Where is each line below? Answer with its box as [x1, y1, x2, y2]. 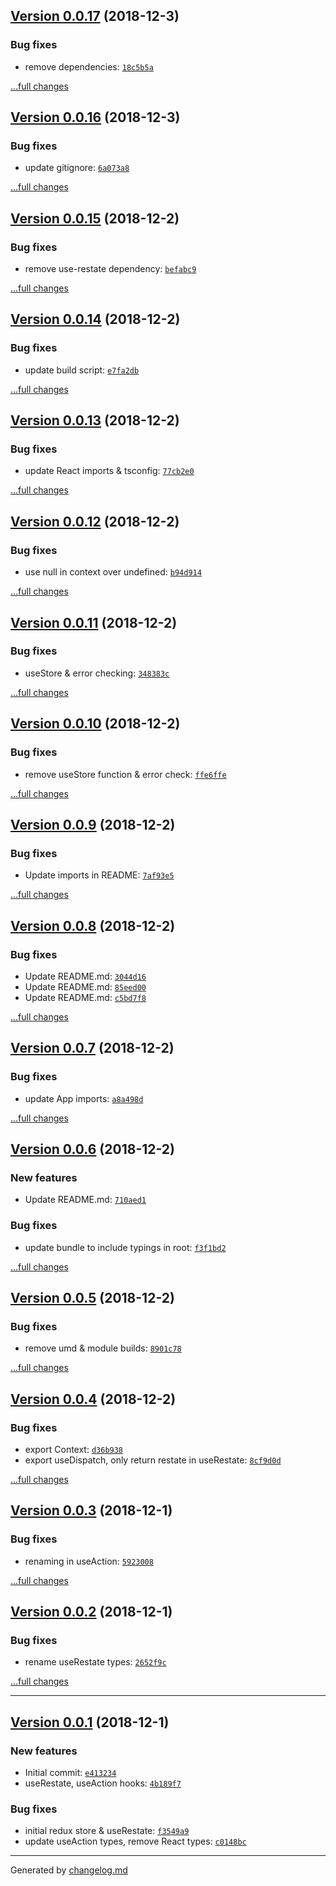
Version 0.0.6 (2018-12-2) [10, 1140, 175, 1158]
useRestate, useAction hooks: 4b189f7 [24, 1777, 182, 1789]
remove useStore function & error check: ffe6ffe [24, 768, 227, 780]
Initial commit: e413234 [24, 1766, 117, 1778]
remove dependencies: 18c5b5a [24, 60, 154, 73]
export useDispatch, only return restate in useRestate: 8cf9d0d [24, 1454, 282, 1466]
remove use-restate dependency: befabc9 [24, 263, 197, 275]
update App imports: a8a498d [24, 1092, 144, 1104]
